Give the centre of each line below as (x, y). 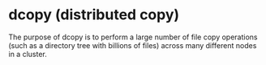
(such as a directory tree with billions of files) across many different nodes (133, 45)
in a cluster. (28, 54)
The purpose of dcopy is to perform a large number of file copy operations (133, 37)
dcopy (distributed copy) (94, 15)
